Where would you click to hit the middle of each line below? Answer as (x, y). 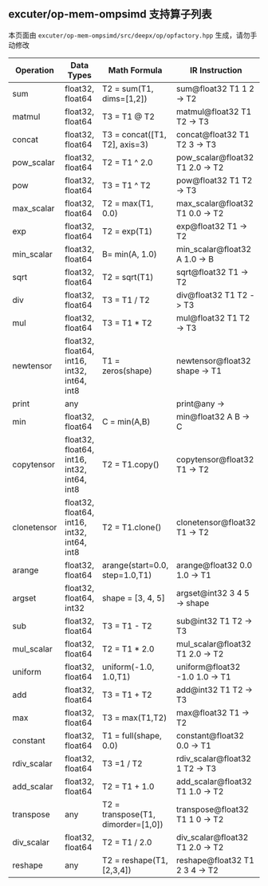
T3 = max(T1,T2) (135, 718)
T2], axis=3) (126, 144)
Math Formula (135, 70)
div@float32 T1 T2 (212, 295)
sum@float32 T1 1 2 (215, 89)
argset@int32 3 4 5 (213, 593)
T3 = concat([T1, (134, 134)
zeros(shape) (128, 371)
